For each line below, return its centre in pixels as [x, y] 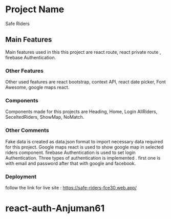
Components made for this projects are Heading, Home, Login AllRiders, [81, 112]
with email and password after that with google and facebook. [71, 163]
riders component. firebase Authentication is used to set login [70, 152]
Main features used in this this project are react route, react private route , [83, 52]
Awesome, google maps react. [37, 87]
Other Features [24, 71]
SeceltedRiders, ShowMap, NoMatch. [45, 117]
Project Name [35, 9]
